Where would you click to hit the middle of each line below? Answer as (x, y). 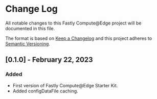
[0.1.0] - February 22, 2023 (49, 60)
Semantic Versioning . (28, 43)
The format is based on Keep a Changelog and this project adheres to (79, 38)
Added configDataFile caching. (45, 91)
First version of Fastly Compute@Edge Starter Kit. (65, 85)
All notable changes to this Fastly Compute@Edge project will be (73, 23)
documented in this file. (30, 28)
